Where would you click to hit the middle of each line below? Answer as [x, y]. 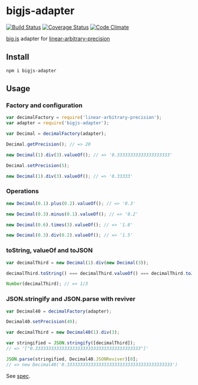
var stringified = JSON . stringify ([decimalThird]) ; [71, 343]
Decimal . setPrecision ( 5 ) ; [38, 165]
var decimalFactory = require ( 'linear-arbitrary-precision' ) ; [84, 118]
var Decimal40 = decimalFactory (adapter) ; [59, 311]
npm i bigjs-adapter [32, 71]
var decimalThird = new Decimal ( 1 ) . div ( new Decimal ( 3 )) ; [77, 263]
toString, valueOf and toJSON [49, 250]
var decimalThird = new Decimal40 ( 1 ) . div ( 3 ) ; [63, 333]
